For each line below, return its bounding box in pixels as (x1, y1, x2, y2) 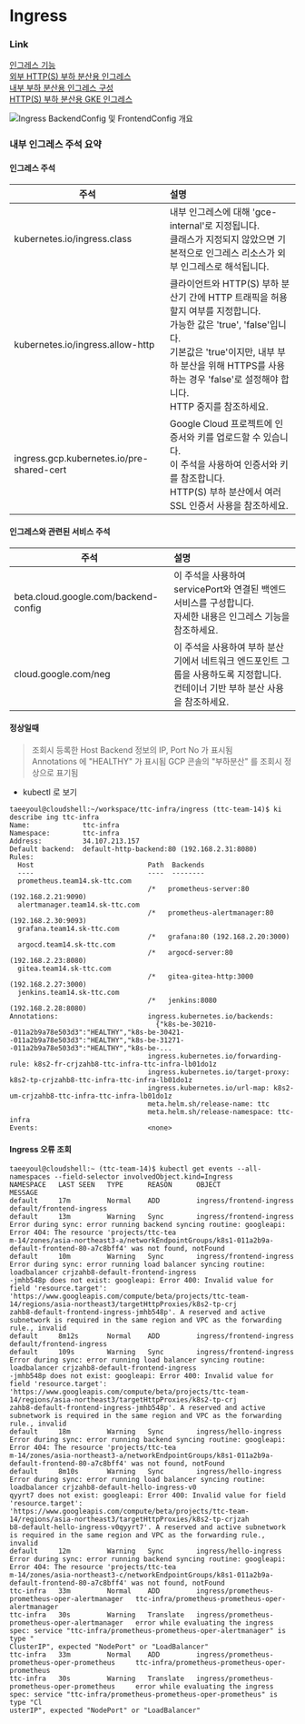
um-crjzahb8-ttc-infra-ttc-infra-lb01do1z (9, 1091, 172, 1101)
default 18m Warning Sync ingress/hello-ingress (9, 1427, 282, 1436)
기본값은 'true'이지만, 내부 (169, 345, 275, 358)
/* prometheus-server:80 (147, 885, 250, 894)
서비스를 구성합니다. (173, 596, 254, 609)
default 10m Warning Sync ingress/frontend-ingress (9, 1252, 295, 1262)
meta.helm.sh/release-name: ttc (147, 1100, 271, 1109)
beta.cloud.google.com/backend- (14, 590, 159, 603)
